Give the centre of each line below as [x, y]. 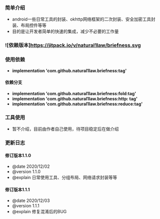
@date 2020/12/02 [31, 166]
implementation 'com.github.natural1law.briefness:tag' [69, 70]
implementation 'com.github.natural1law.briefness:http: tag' [75, 99]
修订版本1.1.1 [18, 189]
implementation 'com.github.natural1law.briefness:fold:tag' [74, 93]
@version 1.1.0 [26, 172]
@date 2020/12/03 [31, 200]
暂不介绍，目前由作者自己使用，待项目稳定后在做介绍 [65, 129]
